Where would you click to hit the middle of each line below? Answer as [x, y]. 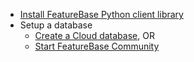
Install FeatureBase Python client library [101, 14]
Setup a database [56, 25]
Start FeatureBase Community [97, 46]
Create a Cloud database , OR [94, 35]
